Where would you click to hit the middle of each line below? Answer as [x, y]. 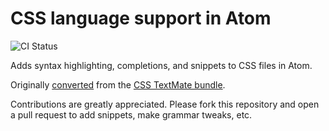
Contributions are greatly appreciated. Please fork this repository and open [165, 104]
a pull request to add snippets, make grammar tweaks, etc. [131, 114]
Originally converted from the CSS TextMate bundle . [118, 84]
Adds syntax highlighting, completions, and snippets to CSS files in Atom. [161, 65]
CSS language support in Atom [141, 18]
